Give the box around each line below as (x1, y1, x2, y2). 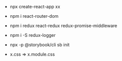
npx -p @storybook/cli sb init (9, 42, 70, 48)
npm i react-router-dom (9, 13, 59, 19)
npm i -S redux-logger (9, 32, 56, 38)
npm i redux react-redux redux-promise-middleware (9, 23, 118, 29)
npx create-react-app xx (9, 4, 61, 9)
